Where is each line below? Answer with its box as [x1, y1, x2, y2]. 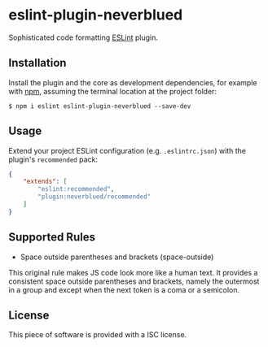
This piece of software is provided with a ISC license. [8, 330, 187, 340]
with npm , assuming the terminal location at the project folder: [8, 86, 217, 96]
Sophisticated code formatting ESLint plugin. [8, 33, 159, 42]
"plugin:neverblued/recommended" [37, 193, 152, 201]
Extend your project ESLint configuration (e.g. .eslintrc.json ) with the [8, 145, 247, 155]
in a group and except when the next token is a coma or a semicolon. [8, 284, 240, 294]
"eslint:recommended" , [37, 185, 115, 193]
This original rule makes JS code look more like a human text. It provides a [8, 267, 258, 277]
